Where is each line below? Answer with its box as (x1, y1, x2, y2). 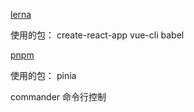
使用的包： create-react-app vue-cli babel (10, 29, 185, 41)
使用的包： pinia (10, 70, 77, 81)
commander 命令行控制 (10, 91, 107, 103)
